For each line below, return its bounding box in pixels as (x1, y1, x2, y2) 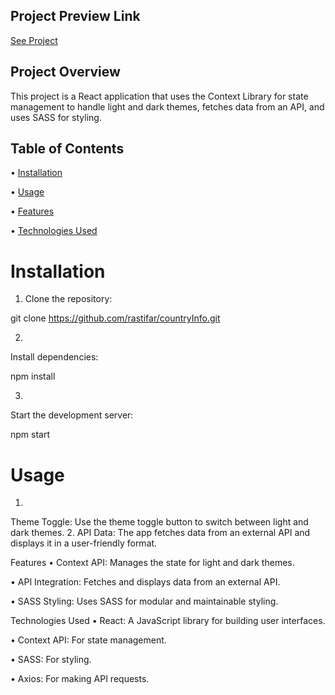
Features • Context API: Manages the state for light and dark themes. (10, 557, 295, 569)
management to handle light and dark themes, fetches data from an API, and (10, 100, 325, 113)
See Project (10, 34, 58, 46)
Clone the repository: (24, 293, 113, 305)
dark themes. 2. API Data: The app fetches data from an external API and (10, 527, 311, 539)
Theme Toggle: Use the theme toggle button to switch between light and (10, 516, 309, 528)
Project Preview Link (10, 8, 141, 25)
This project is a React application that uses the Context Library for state (10, 90, 309, 102)
